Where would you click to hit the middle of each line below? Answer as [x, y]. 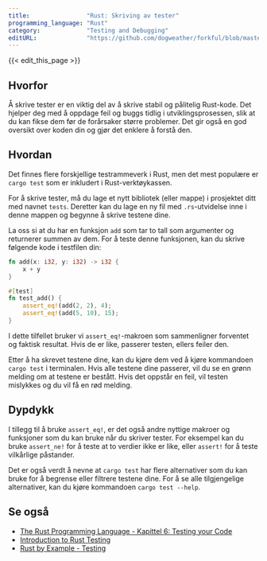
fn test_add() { [35, 298]
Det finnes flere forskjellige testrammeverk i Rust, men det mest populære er [133, 174]
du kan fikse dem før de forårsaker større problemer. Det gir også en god [128, 122]
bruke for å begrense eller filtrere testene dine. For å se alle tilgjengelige [126, 478]
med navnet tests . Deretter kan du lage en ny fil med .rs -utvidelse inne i [128, 206]
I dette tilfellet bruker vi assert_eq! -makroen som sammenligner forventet [129, 336]
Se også [29, 512]
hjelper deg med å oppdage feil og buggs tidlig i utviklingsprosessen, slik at [132, 113]
